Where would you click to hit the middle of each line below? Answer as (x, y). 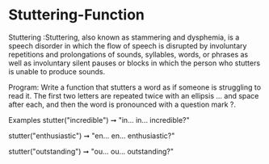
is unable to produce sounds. (57, 71)
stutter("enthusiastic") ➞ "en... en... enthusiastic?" (92, 136)
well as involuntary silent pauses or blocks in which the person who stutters (134, 63)
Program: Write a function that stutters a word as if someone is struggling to (134, 87)
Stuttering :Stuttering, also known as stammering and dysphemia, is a (124, 37)
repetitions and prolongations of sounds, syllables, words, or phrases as (128, 54)
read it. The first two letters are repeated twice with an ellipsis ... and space (134, 95)
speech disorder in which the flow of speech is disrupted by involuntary (128, 45)
